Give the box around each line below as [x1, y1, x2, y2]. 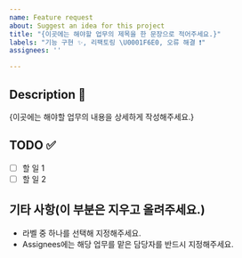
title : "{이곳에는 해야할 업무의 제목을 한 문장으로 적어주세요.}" [9, 29, 222, 38]
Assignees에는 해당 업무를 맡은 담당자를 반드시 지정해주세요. [21, 238, 234, 249]
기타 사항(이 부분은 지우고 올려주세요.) [9, 202, 206, 218]
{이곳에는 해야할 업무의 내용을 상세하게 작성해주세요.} [9, 111, 194, 122]
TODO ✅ [9, 138, 56, 153]
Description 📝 [9, 86, 86, 102]
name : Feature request [9, 12, 93, 22]
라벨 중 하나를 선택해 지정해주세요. [21, 228, 141, 238]
